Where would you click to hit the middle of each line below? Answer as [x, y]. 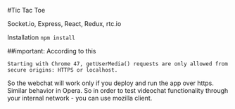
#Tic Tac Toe [26, 10]
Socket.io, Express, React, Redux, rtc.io [64, 24]
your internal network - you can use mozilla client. [80, 98]
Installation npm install [41, 37]
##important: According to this [52, 51]
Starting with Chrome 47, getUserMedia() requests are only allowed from [118, 64]
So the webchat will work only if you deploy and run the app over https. [111, 83]
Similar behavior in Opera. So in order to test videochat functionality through [118, 90]
